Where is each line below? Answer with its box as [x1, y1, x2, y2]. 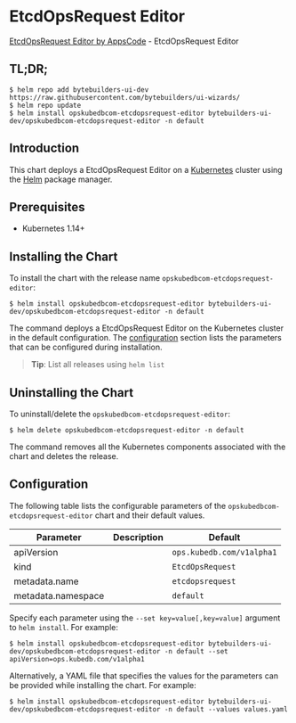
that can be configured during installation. [9, 341, 163, 353]
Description [112, 530, 164, 543]
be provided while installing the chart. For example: [9, 679, 197, 690]
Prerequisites [9, 199, 85, 215]
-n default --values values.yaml [164, 704, 289, 714]
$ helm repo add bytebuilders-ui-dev [9, 85, 149, 94]
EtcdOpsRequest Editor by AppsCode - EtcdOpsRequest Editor [9, 36, 239, 46]
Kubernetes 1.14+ [21, 223, 86, 234]
